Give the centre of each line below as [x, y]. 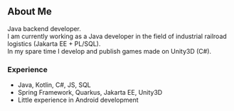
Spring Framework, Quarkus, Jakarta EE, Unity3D [90, 93]
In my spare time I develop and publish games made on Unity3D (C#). [110, 51]
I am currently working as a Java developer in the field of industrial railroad [117, 36]
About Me [30, 12]
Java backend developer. [44, 28]
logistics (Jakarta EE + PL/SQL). [54, 43]
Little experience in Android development [78, 100]
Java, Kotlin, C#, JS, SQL [54, 85]
